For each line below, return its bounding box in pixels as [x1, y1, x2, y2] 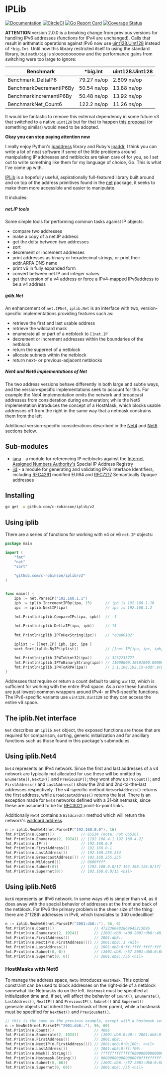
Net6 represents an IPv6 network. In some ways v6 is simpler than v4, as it [5, 896, 158, 902]
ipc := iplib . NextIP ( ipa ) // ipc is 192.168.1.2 [14, 605, 153, 610]
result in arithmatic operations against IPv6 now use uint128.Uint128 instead [5, 40, 160, 46]
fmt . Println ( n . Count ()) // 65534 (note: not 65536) [5, 832, 139, 837]
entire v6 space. [5, 700, 39, 706]
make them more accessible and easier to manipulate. [5, 184, 116, 190]
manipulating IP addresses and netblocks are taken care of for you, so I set [5, 154, 159, 160]
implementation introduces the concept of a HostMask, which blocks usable [5, 402, 161, 408]
